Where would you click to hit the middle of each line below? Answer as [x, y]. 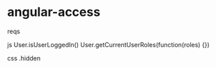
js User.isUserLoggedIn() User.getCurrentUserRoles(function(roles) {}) [109, 44]
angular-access [54, 12]
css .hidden [24, 58]
